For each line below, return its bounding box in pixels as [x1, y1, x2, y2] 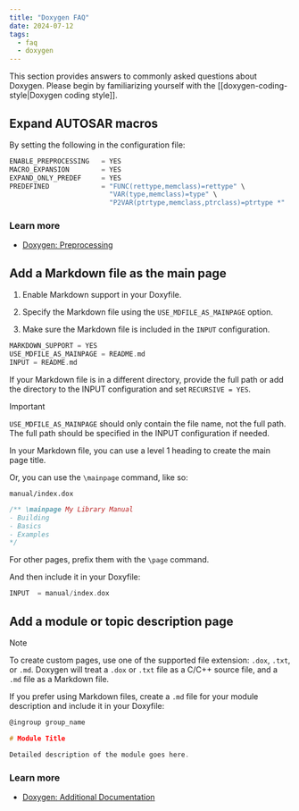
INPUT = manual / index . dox [9, 589, 110, 598]
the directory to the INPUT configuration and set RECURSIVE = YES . [9, 384, 252, 394]
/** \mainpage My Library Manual [9, 504, 134, 514]
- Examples [9, 529, 50, 539]
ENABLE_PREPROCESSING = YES [9, 156, 122, 165]
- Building [9, 513, 50, 522]
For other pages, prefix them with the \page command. [9, 554, 210, 565]
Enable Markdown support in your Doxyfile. [21, 290, 182, 300]
